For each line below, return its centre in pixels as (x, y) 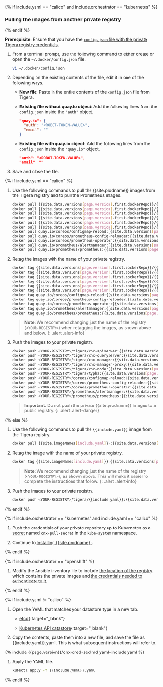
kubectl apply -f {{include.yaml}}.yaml (54, 670)
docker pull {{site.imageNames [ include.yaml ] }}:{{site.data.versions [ (85, 444)
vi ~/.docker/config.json (38, 68)
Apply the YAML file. (33, 661)
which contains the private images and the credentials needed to (77, 576)
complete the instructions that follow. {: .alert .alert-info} (81, 481)
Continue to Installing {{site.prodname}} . (53, 542)
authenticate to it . (30, 581)
